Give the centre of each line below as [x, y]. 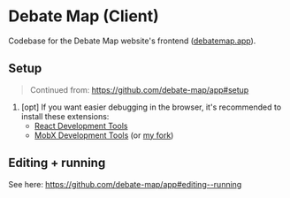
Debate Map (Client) [84, 16]
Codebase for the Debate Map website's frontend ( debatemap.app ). [132, 41]
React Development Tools [81, 126]
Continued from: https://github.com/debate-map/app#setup [139, 89]
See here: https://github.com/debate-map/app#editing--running [125, 184]
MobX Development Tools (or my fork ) [104, 135]
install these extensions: [65, 116]
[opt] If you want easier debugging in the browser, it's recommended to [151, 107]
